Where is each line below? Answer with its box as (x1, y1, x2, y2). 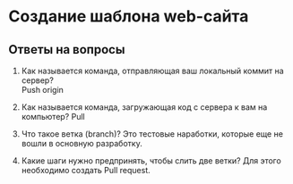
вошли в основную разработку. (21, 138, 142, 148)
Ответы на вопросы (8, 42, 125, 57)
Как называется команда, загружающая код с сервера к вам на (21, 102, 268, 113)
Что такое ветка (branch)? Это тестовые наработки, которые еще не (21, 129, 284, 139)
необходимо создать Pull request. (21, 165, 151, 175)
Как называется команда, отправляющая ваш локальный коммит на (21, 65, 284, 76)
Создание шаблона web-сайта (8, 6, 249, 27)
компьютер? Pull (21, 112, 86, 121)
